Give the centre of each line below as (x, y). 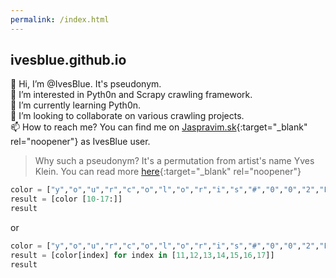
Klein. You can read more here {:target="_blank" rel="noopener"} (168, 172)
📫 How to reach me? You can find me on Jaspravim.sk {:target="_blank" (159, 127)
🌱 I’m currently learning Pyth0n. (76, 105)
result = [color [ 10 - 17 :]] (66, 199)
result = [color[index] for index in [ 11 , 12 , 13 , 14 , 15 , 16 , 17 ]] (142, 255)
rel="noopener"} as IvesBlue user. (80, 142)
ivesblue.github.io (68, 60)
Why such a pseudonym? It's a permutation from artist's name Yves (174, 161)
